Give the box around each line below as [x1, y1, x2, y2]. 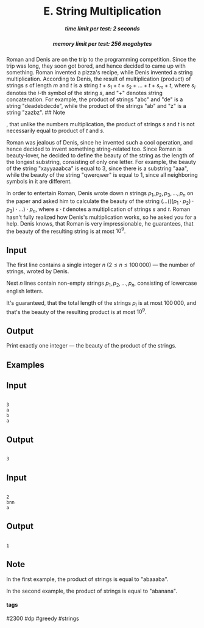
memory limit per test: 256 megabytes [52, 40, 152, 48]
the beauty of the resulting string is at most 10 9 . [6, 226, 126, 235]
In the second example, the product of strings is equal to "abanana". [6, 587, 178, 594]
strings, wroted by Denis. [6, 268, 69, 275]
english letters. [6, 287, 44, 294]
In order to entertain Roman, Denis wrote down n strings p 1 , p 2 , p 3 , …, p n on [6, 190, 194, 199]
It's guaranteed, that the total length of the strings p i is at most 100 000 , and [6, 299, 197, 308]
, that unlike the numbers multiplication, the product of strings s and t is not [6, 121, 195, 128]
